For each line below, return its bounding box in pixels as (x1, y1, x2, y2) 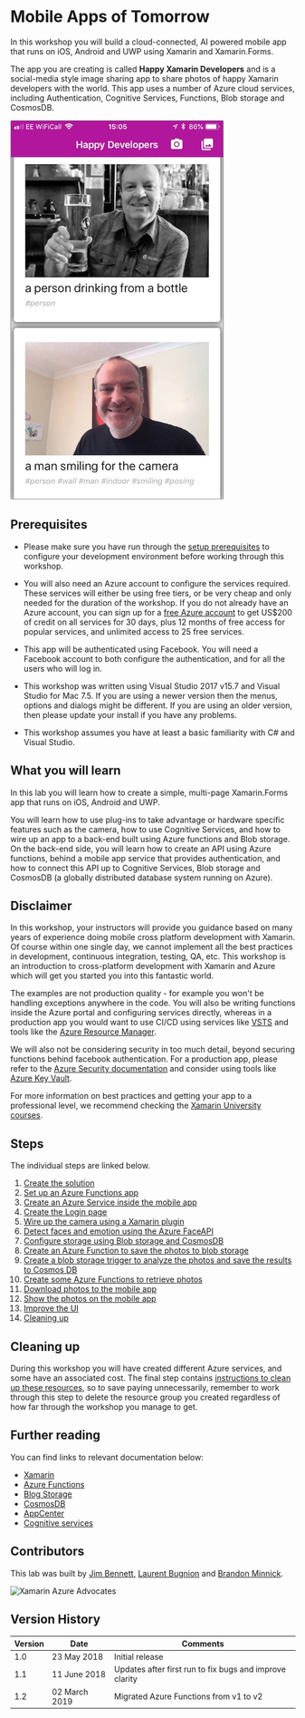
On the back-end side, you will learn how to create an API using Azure (10, 843, 272, 854)
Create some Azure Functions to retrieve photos (23, 1274, 203, 1285)
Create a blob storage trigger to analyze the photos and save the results (23, 1255, 292, 1266)
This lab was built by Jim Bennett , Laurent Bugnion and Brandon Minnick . (10, 1568, 284, 1578)
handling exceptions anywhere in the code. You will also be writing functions (10, 997, 296, 1008)
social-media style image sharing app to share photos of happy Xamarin (10, 73, 279, 83)
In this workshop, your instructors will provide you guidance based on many (10, 922, 293, 933)
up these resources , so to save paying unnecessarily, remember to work (10, 1383, 280, 1393)
